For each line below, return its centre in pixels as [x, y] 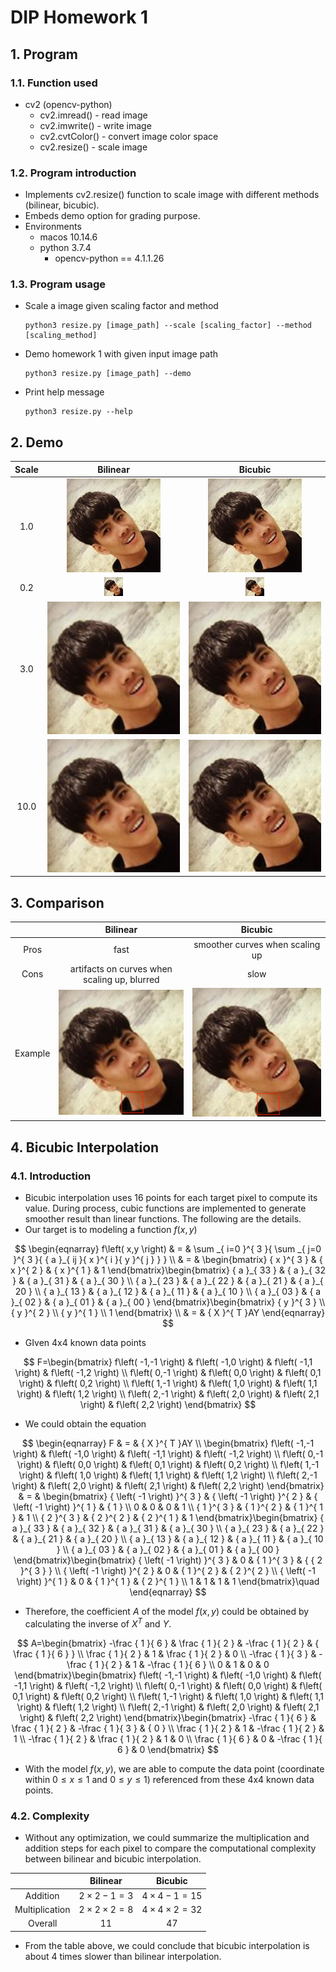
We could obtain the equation [85, 1423]
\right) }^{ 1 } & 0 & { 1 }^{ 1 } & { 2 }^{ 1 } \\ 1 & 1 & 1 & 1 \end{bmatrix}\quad [168, 1581]
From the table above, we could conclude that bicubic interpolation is [167, 1945]
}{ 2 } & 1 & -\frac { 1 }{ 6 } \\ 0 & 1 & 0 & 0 [185, 1664]
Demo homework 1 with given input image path [121, 354]
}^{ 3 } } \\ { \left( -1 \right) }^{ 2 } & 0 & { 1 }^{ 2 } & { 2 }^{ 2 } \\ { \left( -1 [168, 1570]
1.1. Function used [54, 83]
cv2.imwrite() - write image [95, 125]
